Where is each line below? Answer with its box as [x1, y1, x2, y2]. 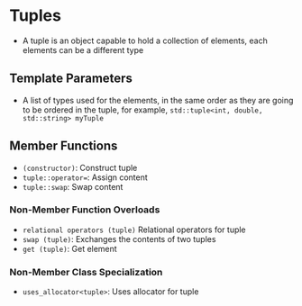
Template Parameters [9, 71, 133, 86]
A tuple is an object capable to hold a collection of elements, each [22, 35, 268, 46]
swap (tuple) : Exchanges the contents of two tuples [22, 233, 216, 244]
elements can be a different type [22, 44, 144, 55]
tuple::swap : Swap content [22, 181, 124, 192]
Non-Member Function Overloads [9, 203, 160, 216]
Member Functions [9, 139, 118, 154]
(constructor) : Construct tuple [22, 162, 138, 173]
